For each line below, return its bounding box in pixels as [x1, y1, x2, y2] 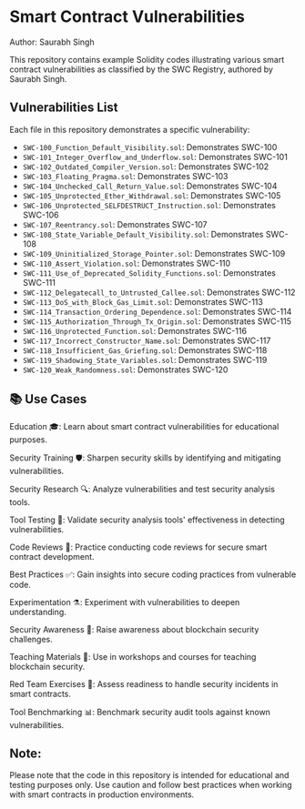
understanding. [9, 606, 66, 617]
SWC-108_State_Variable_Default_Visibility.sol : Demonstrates [22, 228, 264, 239]
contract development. [9, 551, 95, 561]
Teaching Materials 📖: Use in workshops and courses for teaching [9, 651, 257, 662]
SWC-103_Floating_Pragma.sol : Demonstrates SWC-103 [22, 170, 229, 181]
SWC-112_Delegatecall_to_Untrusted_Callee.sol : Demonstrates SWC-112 [22, 287, 296, 298]
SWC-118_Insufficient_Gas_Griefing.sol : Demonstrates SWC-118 [22, 344, 268, 356]
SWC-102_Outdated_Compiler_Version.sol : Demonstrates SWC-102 [22, 161, 269, 172]
